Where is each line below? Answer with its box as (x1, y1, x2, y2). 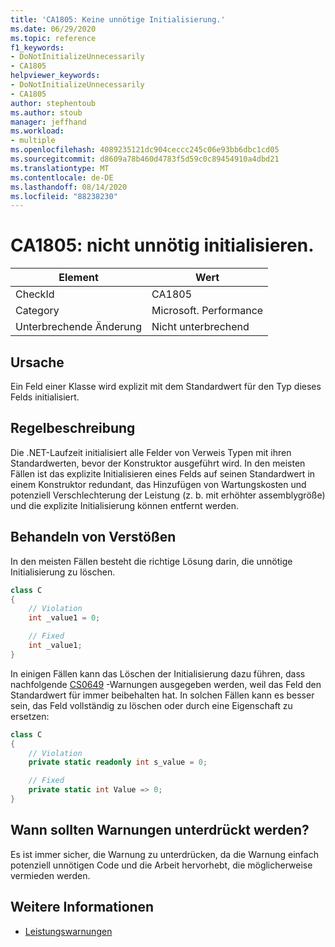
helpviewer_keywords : (10, 71, 101, 81)
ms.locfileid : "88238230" (10, 191, 118, 201)
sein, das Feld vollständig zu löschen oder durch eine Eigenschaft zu (10, 699, 293, 711)
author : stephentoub (10, 98, 97, 108)
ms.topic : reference (10, 33, 97, 43)
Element (58, 271, 99, 285)
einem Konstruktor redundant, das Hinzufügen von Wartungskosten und (10, 478, 307, 490)
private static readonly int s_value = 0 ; (28, 757, 208, 768)
